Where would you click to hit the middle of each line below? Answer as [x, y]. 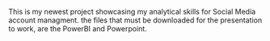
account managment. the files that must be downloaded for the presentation [135, 20]
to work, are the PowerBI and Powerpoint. [78, 29]
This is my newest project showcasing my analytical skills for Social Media [132, 12]
